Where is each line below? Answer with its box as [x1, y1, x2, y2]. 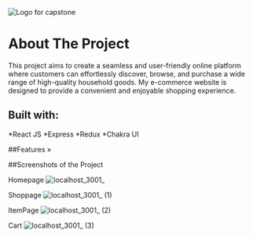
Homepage [8, 175, 45, 184]
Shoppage [8, 190, 42, 199]
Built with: [8, 108, 59, 122]
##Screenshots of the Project [8, 159, 104, 169]
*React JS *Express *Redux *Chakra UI [8, 129, 139, 139]
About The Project [8, 35, 130, 53]
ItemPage [8, 205, 39, 215]
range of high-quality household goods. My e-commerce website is [8, 77, 227, 86]
